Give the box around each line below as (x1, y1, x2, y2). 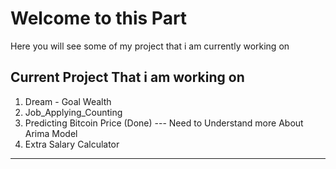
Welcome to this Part (10, 7, 188, 30)
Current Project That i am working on (10, 69, 245, 86)
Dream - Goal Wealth (24, 95, 112, 107)
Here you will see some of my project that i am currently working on (10, 40, 290, 52)
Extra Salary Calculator (24, 138, 120, 150)
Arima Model (24, 127, 78, 139)
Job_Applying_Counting (24, 106, 123, 118)
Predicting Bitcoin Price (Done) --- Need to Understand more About (24, 117, 304, 129)
